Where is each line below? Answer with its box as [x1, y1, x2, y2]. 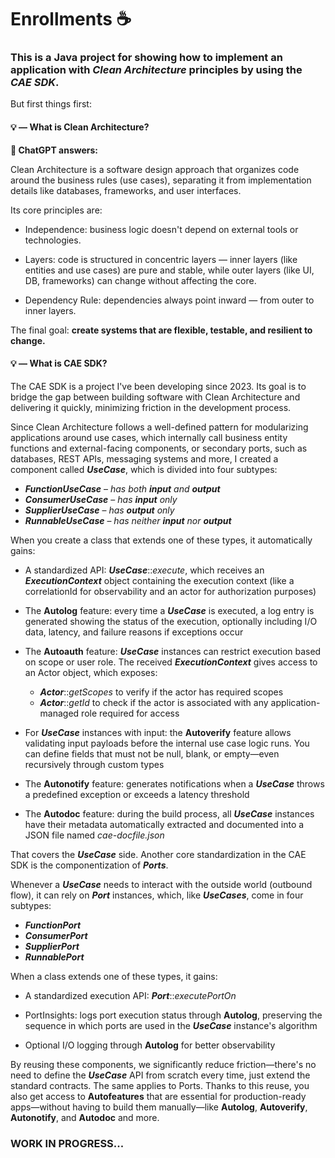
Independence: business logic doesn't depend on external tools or [24, 223, 299, 235]
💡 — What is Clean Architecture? [10, 121, 150, 133]
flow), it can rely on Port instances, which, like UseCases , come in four [10, 889, 304, 901]
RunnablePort [24, 951, 85, 963]
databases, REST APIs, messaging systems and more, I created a [10, 452, 279, 465]
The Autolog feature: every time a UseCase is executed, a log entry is [24, 604, 315, 616]
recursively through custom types [24, 758, 165, 770]
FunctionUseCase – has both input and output [24, 482, 221, 495]
